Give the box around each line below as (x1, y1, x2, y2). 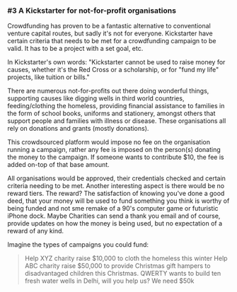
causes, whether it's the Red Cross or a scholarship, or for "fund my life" (7, 66, 219, 74)
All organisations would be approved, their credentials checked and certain (7, 174, 226, 182)
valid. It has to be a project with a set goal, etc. (7, 45, 144, 53)
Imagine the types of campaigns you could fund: (7, 240, 149, 249)
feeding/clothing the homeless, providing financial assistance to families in (7, 102, 225, 110)
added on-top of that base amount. (7, 160, 110, 169)
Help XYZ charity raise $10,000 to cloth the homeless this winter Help (24, 254, 228, 263)
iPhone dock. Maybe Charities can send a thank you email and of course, (7, 211, 221, 221)
